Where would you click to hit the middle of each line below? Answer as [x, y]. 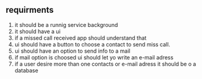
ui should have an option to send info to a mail [72, 51]
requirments [30, 10]
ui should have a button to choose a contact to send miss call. [92, 44]
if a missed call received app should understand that [81, 38]
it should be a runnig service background [66, 24]
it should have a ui [38, 31]
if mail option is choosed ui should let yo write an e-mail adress [94, 57]
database [26, 70]
